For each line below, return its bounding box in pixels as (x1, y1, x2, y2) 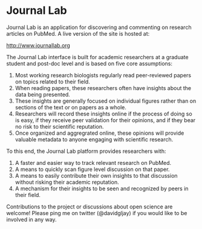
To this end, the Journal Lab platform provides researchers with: (6, 147, 166, 155)
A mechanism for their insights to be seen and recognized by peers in (15, 185, 189, 192)
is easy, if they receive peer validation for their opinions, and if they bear (15, 116, 196, 124)
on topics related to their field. (15, 78, 91, 85)
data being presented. (15, 91, 71, 98)
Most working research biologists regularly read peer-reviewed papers (15, 71, 192, 79)
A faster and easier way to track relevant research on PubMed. (15, 159, 172, 166)
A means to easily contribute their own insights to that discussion (15, 172, 178, 179)
